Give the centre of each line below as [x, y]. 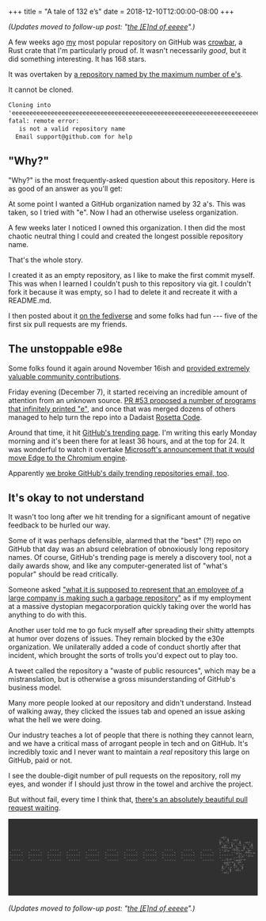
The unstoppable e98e [65, 349]
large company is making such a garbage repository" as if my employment [130, 598]
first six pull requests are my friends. [68, 324]
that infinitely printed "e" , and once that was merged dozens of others [122, 409]
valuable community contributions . [65, 376]
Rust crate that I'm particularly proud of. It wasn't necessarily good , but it [127, 50]
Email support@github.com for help [74, 137]
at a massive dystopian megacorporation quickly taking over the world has [130, 607]
